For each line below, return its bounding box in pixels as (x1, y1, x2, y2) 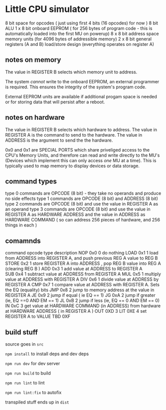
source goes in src (5, 341, 44, 347)
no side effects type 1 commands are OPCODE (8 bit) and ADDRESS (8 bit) (5, 196, 159, 202)
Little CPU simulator (5, 3, 90, 15)
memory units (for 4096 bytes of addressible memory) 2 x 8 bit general (5, 36, 152, 42)
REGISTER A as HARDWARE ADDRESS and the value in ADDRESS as (5, 211, 146, 217)
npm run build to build (5, 370, 51, 376)
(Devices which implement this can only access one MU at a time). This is (5, 157, 157, 163)
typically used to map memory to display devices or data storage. (5, 163, 140, 169)
